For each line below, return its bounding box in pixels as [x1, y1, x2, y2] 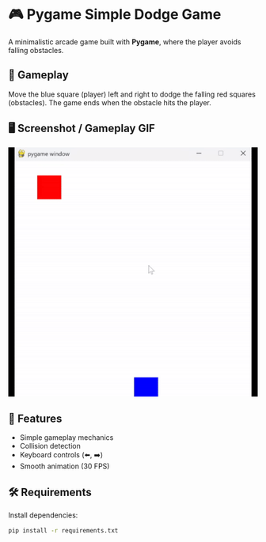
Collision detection [19, 442, 81, 451]
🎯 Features [8, 411, 63, 425]
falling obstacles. [8, 45, 64, 55]
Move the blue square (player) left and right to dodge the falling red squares [8, 89, 256, 99]
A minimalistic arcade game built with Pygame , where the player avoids [8, 36, 241, 47]
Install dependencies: [8, 510, 78, 520]
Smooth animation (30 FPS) [19, 461, 110, 471]
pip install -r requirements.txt [8, 527, 119, 535]
